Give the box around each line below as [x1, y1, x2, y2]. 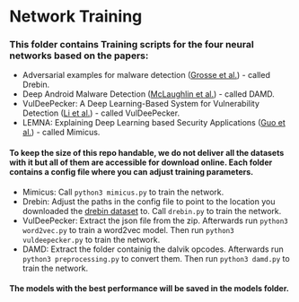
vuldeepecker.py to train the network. [22, 234, 161, 245]
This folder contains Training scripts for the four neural [9, 39, 254, 51]
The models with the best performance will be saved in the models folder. [9, 283, 289, 294]
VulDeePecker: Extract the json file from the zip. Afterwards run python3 [22, 215, 289, 226]
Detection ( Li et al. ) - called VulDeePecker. [22, 108, 180, 118]
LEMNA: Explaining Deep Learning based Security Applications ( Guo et [22, 117, 286, 128]
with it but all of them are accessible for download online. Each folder [9, 157, 273, 168]
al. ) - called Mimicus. [22, 127, 101, 138]
